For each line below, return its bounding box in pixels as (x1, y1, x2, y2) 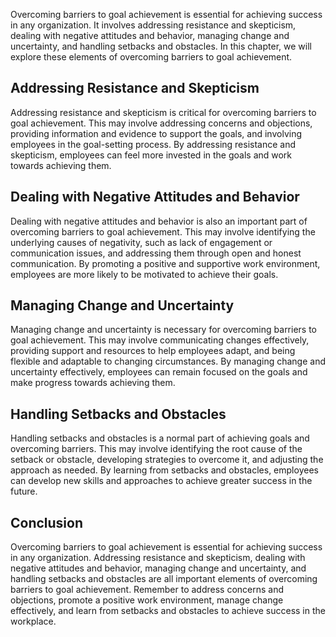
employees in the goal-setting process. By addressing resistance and (10, 138, 297, 150)
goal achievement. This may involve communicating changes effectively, (10, 334, 310, 346)
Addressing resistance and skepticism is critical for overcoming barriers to (10, 106, 317, 118)
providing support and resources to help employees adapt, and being (10, 345, 296, 357)
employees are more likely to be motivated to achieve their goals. (10, 268, 279, 280)
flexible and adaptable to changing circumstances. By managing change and (10, 355, 327, 368)
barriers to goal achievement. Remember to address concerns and (10, 584, 285, 596)
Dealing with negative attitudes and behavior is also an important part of (10, 215, 308, 227)
